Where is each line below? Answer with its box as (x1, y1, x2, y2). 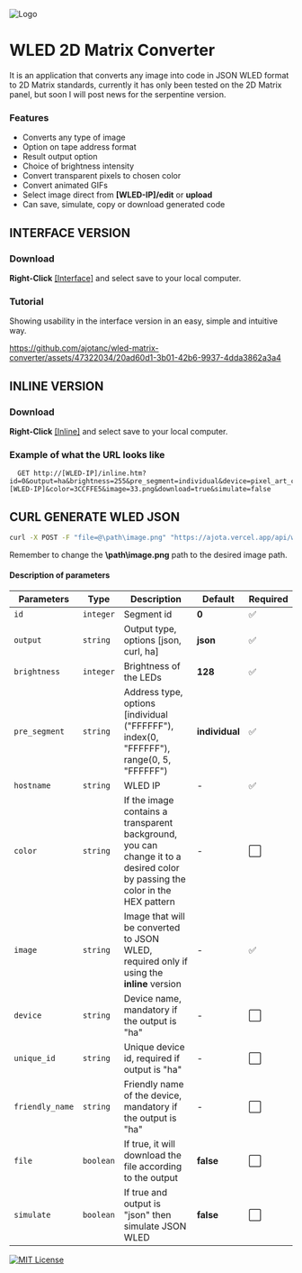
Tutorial (9, 295, 44, 307)
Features (9, 111, 49, 124)
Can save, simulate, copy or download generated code (22, 199, 226, 210)
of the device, (123, 1089, 182, 1102)
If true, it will (123, 1138, 175, 1150)
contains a (123, 805, 168, 818)
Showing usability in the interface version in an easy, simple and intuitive (9, 316, 279, 326)
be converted (123, 921, 181, 934)
